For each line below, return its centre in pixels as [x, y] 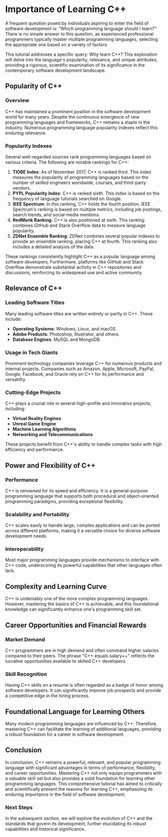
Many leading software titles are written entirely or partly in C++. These [79, 313]
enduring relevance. [26, 133]
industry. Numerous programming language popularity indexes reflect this [81, 127]
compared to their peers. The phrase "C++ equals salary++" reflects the [80, 655]
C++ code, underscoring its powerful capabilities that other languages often [84, 565]
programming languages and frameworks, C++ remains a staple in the [78, 122]
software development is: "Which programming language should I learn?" [81, 28]
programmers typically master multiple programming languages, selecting [81, 39]
